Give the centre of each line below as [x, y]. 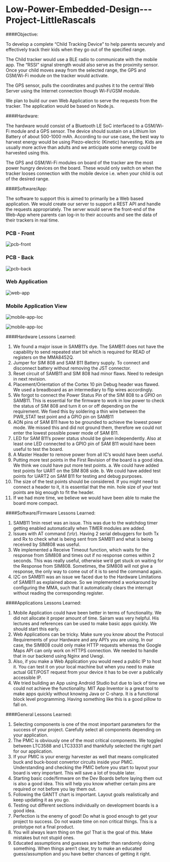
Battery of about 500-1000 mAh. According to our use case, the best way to [85, 136]
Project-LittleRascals [51, 20]
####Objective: [22, 34]
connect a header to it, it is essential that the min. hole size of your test [87, 487]
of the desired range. [28, 178]
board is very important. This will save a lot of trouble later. [74, 773]
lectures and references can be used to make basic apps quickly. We [85, 624]
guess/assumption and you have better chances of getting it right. [82, 854]
